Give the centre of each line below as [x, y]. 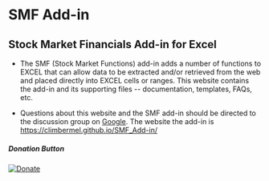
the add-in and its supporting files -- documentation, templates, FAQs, [136, 89]
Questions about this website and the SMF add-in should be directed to [138, 113]
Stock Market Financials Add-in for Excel [112, 44]
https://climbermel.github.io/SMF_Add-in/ [89, 130]
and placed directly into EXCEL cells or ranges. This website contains [134, 80]
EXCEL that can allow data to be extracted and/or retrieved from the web [140, 72]
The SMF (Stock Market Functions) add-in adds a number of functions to [141, 63]
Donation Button [37, 148]
